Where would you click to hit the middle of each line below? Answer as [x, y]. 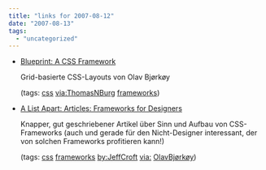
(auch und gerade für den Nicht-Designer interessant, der [161, 133]
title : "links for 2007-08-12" [61, 16]
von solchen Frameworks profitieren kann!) [92, 142]
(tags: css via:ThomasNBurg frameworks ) [90, 93]
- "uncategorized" [47, 38]
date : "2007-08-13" [41, 23]
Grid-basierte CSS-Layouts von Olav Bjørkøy [95, 77]
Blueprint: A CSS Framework [68, 62]
